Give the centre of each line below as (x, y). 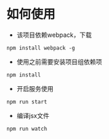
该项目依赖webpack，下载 (54, 35)
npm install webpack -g (41, 48)
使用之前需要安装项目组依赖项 (59, 62)
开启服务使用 (35, 88)
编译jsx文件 (33, 115)
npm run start (27, 101)
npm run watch (27, 129)
